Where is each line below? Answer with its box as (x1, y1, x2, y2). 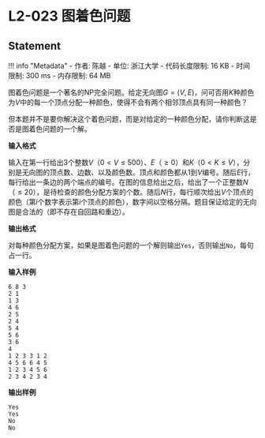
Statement (8, 39, 62, 52)
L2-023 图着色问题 (8, 7, 131, 25)
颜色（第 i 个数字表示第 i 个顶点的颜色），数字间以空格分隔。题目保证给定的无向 (8, 197, 257, 206)
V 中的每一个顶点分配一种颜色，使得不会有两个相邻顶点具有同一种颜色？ (15, 98, 248, 107)
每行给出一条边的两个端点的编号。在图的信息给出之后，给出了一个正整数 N (8, 178, 248, 186)
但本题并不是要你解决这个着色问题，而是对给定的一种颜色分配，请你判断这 (8, 114, 250, 123)
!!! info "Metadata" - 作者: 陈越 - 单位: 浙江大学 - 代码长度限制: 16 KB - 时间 (8, 61, 251, 70)
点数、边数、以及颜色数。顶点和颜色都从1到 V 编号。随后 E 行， (56, 167, 255, 177)
